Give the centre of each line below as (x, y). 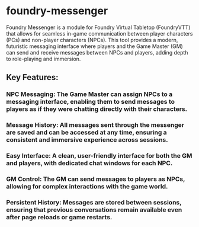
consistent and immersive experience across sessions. (87, 140)
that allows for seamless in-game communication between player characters (99, 33)
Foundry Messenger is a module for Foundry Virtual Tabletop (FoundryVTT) (98, 27)
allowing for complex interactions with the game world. (87, 187)
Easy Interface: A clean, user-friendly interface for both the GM (99, 156)
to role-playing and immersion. (44, 59)
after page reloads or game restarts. (59, 217)
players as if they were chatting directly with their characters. (97, 109)
